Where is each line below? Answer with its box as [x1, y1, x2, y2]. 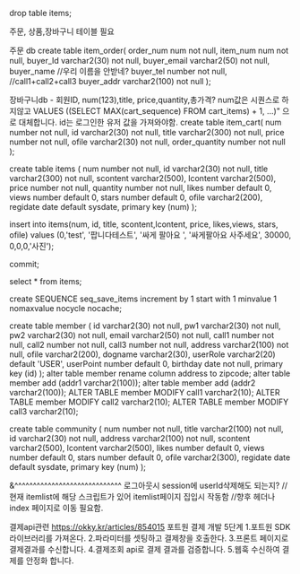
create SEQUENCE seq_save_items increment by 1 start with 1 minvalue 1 [9, 293, 278, 304]
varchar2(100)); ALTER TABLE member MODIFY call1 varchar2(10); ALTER [9, 387, 280, 397]
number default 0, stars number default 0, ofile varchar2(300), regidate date [9, 452, 291, 463]
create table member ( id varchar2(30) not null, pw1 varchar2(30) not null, [9, 320, 281, 331]
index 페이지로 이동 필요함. [9, 502, 104, 513]
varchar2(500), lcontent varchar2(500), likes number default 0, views [9, 443, 265, 453]
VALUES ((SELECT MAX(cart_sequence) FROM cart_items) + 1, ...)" [32, 106, 280, 116]
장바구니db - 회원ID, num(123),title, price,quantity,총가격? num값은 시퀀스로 [9, 94, 280, 105]
